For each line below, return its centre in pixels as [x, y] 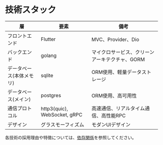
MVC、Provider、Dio [115, 39]
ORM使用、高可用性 [114, 96]
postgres [51, 95]
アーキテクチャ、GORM [118, 59]
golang [49, 55]
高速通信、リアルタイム [118, 108]
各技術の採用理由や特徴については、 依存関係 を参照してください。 [71, 137]
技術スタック [31, 10]
